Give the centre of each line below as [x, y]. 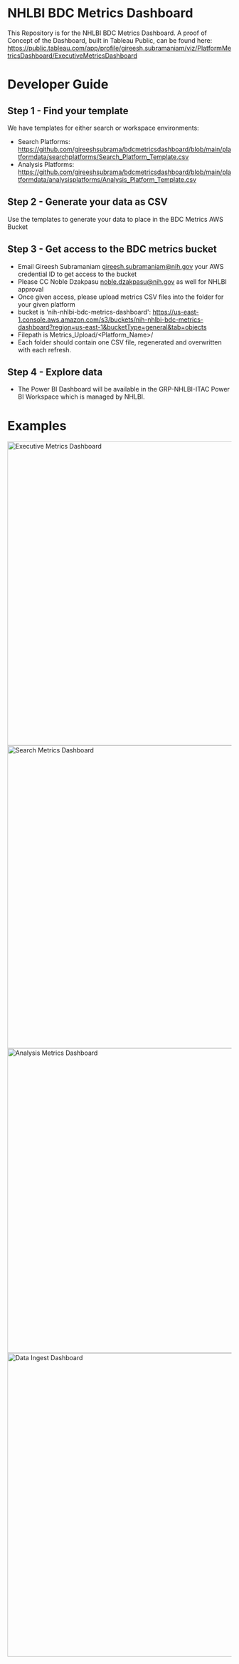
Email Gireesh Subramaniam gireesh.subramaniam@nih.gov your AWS [121, 266]
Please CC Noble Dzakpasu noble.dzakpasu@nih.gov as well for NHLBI [122, 281]
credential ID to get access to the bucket [77, 274]
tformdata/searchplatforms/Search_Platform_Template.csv [103, 157]
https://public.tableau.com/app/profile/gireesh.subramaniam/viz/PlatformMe [119, 48]
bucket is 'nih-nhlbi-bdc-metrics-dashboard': [84, 312]
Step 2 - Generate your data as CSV [88, 202]
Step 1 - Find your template [68, 111]
